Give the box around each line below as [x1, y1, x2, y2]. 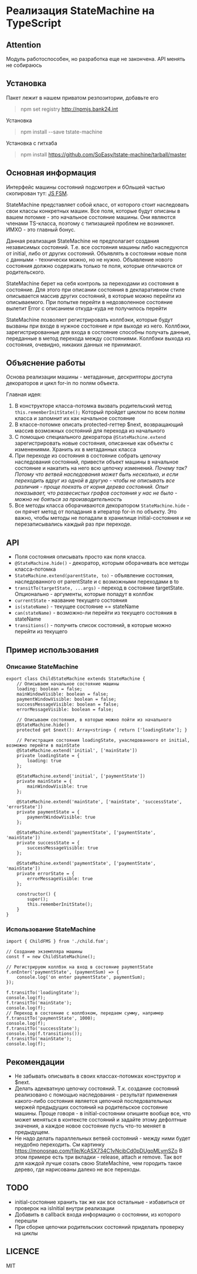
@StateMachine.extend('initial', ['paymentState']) [16, 773, 145, 779]
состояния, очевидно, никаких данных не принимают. [6, 341, 142, 348]
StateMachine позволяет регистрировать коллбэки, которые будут [6, 316, 173, 323]
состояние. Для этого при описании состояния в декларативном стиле [6, 286, 185, 293]
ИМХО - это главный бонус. [6, 226, 76, 233]
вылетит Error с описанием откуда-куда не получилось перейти [6, 305, 167, 312]
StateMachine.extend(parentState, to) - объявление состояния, [14, 572, 174, 579]
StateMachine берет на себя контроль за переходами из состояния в [6, 280, 179, 287]
